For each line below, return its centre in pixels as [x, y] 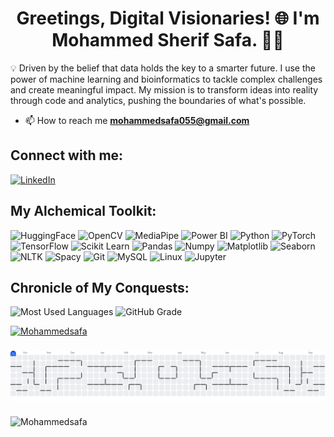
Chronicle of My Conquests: [100, 287]
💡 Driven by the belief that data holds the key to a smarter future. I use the [163, 68]
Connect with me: [67, 155]
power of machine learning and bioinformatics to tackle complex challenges [166, 79]
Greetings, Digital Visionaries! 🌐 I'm [168, 18]
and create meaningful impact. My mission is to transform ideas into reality [164, 89]
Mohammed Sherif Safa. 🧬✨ [168, 40]
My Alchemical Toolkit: [83, 211]
